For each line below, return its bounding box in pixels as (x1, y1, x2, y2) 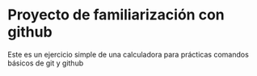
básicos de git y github (7, 58, 84, 68)
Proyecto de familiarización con (7, 6, 225, 24)
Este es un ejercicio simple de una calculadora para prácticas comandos (7, 49, 250, 59)
